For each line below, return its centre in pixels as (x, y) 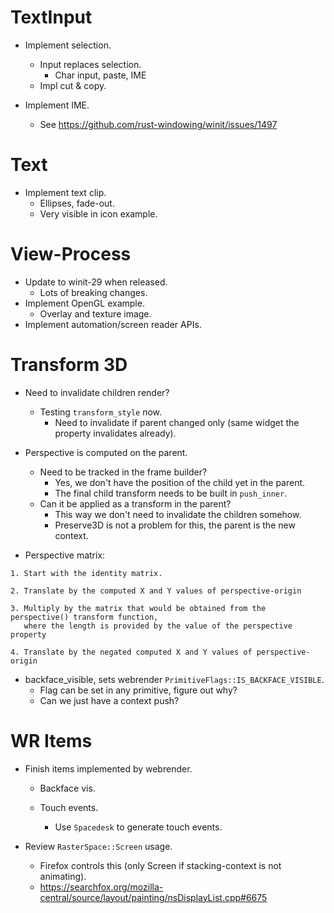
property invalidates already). (115, 433)
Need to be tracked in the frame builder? (123, 472)
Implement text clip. (65, 192)
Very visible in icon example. (98, 213)
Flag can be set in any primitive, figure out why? (138, 690)
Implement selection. (68, 45)
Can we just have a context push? (109, 700)
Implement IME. (57, 105)
